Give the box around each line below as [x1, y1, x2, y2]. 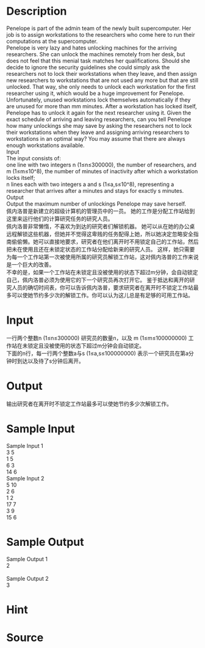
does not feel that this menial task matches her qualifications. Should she [6, 57, 190, 64]
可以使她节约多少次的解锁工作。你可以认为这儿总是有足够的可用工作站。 [11, 291, 193, 299]
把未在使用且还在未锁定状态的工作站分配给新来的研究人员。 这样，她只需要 [6, 245, 195, 253]
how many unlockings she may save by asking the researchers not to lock [6, 122, 192, 129]
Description [6, 4, 67, 18]
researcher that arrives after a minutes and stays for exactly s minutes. [6, 187, 184, 194]
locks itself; [6, 174, 35, 181]
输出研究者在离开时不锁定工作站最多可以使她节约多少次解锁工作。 [6, 400, 172, 408]
